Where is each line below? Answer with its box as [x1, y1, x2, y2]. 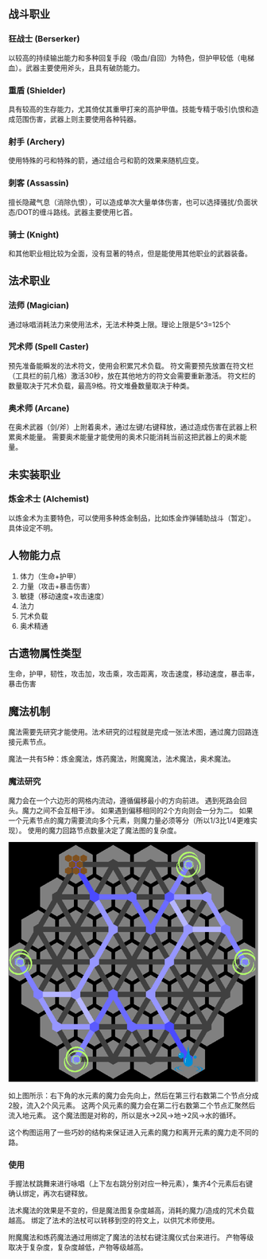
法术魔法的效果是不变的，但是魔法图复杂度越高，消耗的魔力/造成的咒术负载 [8, 1206, 255, 1215]
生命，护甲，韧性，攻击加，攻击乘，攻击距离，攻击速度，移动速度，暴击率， [8, 669, 259, 679]
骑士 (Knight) [8, 229, 60, 240]
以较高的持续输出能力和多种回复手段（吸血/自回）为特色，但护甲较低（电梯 [8, 53, 255, 62]
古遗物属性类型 [8, 647, 82, 661]
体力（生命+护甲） [19, 571, 81, 581]
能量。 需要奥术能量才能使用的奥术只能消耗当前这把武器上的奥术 [29, 432, 240, 442]
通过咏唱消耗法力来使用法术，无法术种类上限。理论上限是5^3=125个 [8, 319, 231, 329]
